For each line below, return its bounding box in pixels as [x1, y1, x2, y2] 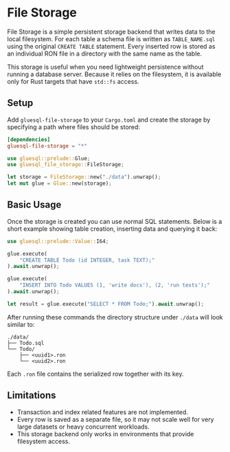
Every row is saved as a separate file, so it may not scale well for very [16, 415, 214, 423]
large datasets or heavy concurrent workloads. [16, 422, 150, 431]
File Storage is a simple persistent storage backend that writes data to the [7, 27, 216, 36]
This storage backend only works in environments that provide [16, 429, 194, 438]
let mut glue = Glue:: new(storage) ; [7, 180, 112, 187]
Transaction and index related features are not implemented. [16, 407, 189, 416]
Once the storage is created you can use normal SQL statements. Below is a [7, 217, 222, 225]
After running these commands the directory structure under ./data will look [7, 313, 223, 321]
